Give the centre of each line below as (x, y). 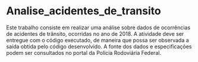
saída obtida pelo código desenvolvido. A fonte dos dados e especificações (99, 46)
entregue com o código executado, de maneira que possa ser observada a (98, 40)
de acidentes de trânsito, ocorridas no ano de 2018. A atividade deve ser (95, 33)
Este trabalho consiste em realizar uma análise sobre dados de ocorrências (98, 27)
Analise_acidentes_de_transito (84, 11)
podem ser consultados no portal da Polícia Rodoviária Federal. (84, 52)
